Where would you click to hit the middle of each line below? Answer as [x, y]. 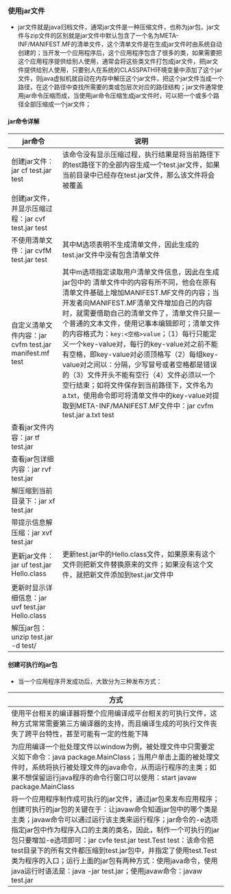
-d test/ [24, 645]
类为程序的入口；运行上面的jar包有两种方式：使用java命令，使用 [114, 860]
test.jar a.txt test [88, 414]
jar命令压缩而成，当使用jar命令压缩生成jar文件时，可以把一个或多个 [119, 96]
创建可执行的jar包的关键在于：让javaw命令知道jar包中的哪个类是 [114, 809]
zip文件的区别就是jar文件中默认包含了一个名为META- [104, 36]
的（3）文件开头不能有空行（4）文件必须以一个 [138, 375]
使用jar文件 [26, 10]
